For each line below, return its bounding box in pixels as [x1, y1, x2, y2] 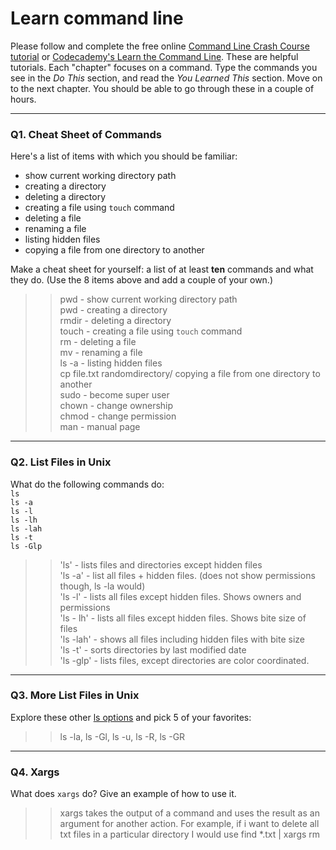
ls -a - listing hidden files [59, 357, 163, 369]
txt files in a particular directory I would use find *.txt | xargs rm [59, 828, 321, 841]
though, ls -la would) [59, 580, 146, 592]
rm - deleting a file [59, 336, 137, 348]
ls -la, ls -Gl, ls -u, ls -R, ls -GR [59, 730, 186, 742]
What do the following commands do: [10, 478, 165, 490]
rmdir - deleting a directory [59, 315, 172, 327]
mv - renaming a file [59, 347, 143, 359]
